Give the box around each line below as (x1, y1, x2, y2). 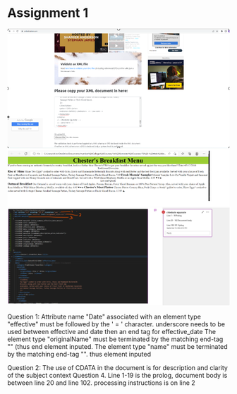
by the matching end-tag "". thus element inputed (7, 350, 152, 359)
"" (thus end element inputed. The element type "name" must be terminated (7, 343, 228, 351)
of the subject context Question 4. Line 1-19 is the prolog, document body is (7, 371, 228, 380)
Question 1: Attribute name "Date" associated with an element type (7, 312, 201, 321)
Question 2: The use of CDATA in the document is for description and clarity (7, 364, 228, 372)
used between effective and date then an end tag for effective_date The (7, 328, 217, 336)
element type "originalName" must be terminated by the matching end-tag (7, 335, 224, 343)
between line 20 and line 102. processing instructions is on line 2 (7, 378, 195, 387)
